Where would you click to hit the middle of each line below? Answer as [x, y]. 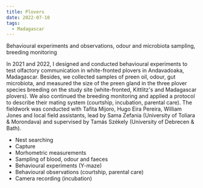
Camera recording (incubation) [54, 178]
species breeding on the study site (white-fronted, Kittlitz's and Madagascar [101, 90]
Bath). [14, 128]
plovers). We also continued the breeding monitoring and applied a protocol [101, 96]
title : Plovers [25, 12]
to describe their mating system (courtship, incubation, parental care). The [99, 103]
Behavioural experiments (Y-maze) [58, 166]
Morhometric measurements [51, 153]
